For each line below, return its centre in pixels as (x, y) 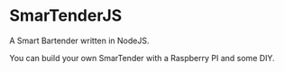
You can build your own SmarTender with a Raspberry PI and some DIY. (142, 58)
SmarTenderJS (66, 16)
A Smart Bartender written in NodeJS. (79, 40)
